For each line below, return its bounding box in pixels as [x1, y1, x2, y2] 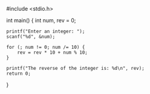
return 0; [6, 70, 31, 77]
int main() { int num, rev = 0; [6, 17, 76, 23]
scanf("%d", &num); [6, 34, 56, 40]
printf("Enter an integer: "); [6, 28, 85, 34]
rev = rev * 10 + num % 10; [17, 49, 88, 55]
